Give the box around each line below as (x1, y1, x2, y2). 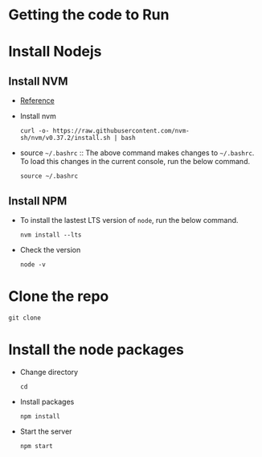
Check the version (19, 245, 81, 254)
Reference (19, 96, 55, 105)
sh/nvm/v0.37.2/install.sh (19, 134, 111, 142)
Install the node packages (8, 340, 185, 359)
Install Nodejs (8, 43, 102, 61)
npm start (19, 442, 54, 450)
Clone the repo (8, 287, 109, 306)
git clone (8, 314, 42, 322)
